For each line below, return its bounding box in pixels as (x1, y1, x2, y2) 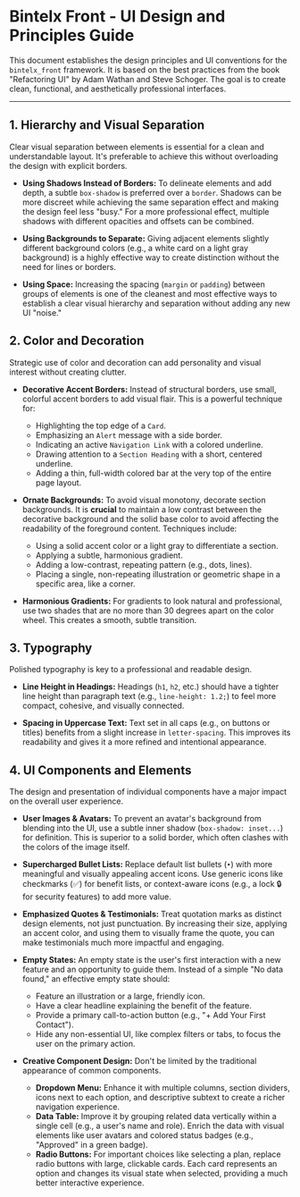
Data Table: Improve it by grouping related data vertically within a (35, 1111, 277, 1122)
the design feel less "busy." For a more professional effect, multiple (21, 206, 270, 216)
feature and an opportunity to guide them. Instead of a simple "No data (21, 964, 284, 975)
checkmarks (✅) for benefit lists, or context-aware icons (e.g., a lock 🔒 (21, 879, 282, 889)
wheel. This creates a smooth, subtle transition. (21, 614, 197, 625)
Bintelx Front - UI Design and (9, 6, 226, 27)
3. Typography (9, 640, 93, 655)
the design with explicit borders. (9, 160, 128, 171)
